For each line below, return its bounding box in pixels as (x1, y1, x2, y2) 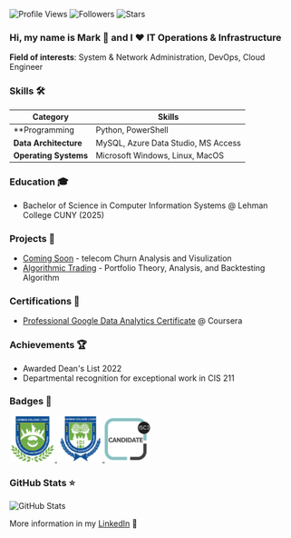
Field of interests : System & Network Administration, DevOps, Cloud (9, 52, 266, 63)
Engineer (9, 62, 44, 73)
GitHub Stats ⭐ (9, 476, 76, 489)
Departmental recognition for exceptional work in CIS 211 (22, 373, 235, 384)
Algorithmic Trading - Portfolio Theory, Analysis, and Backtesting (22, 262, 266, 273)
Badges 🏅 (9, 395, 53, 408)
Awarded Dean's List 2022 (22, 363, 122, 374)
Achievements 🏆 (9, 339, 88, 352)
